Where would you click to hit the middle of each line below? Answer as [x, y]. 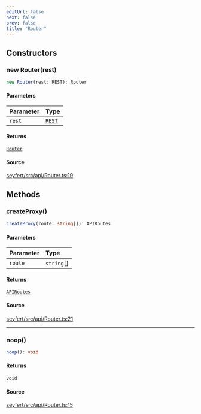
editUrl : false [25, 12]
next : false [21, 17]
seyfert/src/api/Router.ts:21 [40, 319]
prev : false [21, 23]
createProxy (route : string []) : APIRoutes [59, 224]
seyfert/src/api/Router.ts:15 [40, 405]
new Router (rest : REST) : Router [46, 82]
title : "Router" [26, 28]
